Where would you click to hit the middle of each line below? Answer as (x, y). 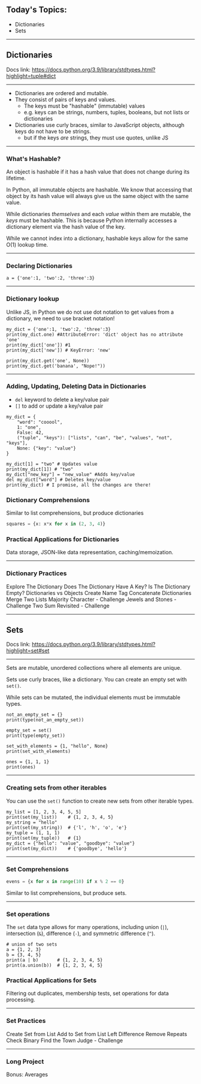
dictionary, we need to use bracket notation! (60, 318)
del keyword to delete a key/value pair (62, 399)
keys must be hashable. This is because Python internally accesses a (92, 220)
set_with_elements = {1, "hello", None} (57, 746)
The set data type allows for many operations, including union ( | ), (87, 927)
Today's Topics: (36, 10)
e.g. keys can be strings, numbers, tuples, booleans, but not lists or (106, 112)
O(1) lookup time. (27, 244)
